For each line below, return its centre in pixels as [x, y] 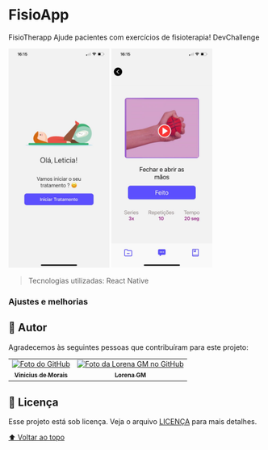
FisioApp [39, 15]
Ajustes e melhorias [48, 301]
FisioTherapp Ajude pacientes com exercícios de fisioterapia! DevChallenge [134, 37]
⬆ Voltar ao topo [37, 437]
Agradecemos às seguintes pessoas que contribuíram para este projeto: [128, 347]
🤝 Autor [28, 328]
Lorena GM [130, 376]
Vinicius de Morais [41, 376]
